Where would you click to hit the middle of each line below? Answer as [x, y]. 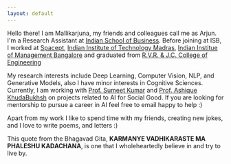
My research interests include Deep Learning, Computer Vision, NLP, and [111, 75]
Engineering [24, 62]
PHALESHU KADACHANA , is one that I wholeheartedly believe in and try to [114, 145]
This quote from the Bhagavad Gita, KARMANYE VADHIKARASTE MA [107, 139]
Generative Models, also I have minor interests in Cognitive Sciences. [105, 82]
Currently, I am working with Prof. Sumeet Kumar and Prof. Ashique [102, 90]
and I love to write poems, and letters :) [63, 125]
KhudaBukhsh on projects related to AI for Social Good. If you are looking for [115, 97]
